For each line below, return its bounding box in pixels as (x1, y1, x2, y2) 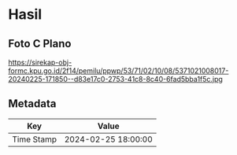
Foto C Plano (8, 37, 72, 50)
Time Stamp (12, 134, 57, 145)
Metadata (8, 97, 57, 111)
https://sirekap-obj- (8, 57, 72, 67)
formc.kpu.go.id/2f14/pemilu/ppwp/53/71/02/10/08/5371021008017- (8, 66, 229, 76)
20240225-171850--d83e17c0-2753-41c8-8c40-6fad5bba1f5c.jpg (8, 75, 223, 83)
